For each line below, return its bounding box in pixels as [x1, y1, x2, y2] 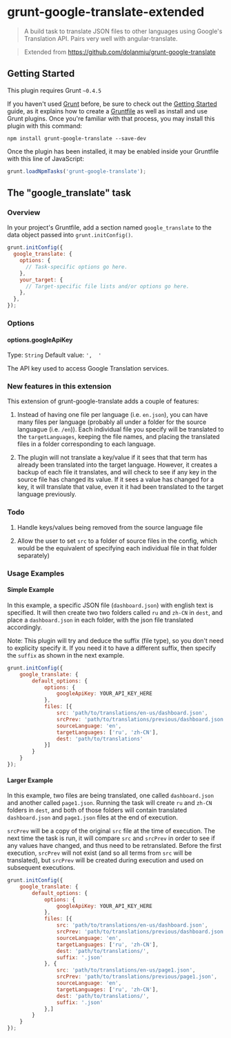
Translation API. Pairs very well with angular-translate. [23, 34, 178, 42]
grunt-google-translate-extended [7, 4, 205, 20]
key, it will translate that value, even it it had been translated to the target [17, 483, 224, 491]
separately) [17, 551, 50, 559]
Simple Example [7, 586, 54, 594]
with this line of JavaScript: [7, 154, 85, 163]
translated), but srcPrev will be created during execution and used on [7, 856, 204, 864]
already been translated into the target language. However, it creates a [17, 461, 218, 469]
